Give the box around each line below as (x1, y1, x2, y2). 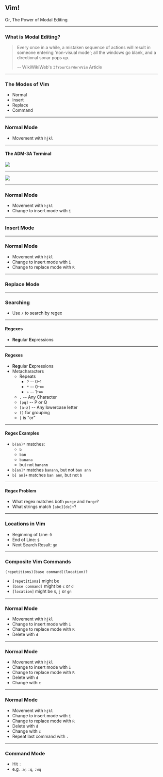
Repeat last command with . (12, 733, 69, 739)
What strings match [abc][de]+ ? (12, 504, 77, 509)
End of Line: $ (12, 537, 40, 542)
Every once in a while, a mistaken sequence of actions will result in (16, 45, 151, 51)
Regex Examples (5, 430, 40, 436)
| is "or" (19, 415, 35, 421)
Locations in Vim (5, 521, 46, 527)
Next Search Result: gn (12, 541, 58, 548)
